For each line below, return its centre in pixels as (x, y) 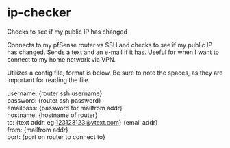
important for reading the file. (49, 79)
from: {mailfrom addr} (38, 129)
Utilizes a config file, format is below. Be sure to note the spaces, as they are (115, 73)
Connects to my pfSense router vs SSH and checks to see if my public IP (110, 45)
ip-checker (39, 13)
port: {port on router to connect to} (56, 137)
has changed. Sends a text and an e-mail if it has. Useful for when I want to (113, 52)
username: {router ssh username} (55, 93)
